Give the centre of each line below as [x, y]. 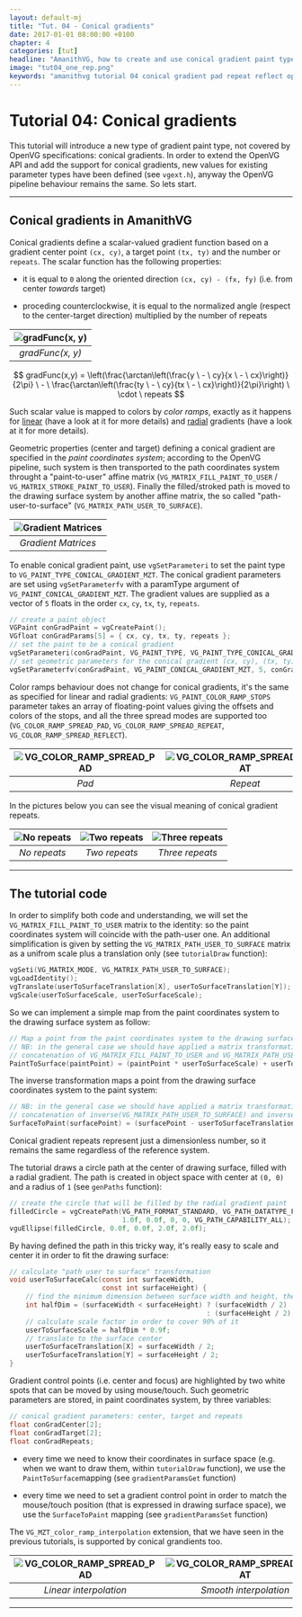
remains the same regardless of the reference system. [110, 1150]
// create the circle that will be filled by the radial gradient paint [148, 1203]
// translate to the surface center [94, 1338]
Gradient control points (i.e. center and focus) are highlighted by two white [147, 1380]
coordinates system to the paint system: [84, 1090]
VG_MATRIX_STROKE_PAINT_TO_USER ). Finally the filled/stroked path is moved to [150, 486]
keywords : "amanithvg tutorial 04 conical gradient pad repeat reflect [146, 76]
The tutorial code [58, 894]
